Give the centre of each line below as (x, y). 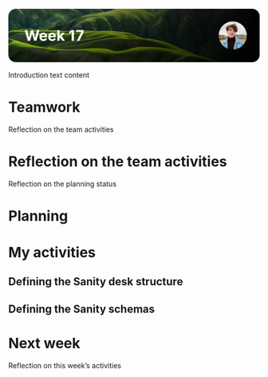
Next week (45, 343)
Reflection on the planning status (63, 184)
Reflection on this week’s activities (65, 365)
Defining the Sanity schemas (82, 309)
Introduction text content (49, 75)
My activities (52, 253)
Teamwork (44, 107)
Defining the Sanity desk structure (96, 282)
